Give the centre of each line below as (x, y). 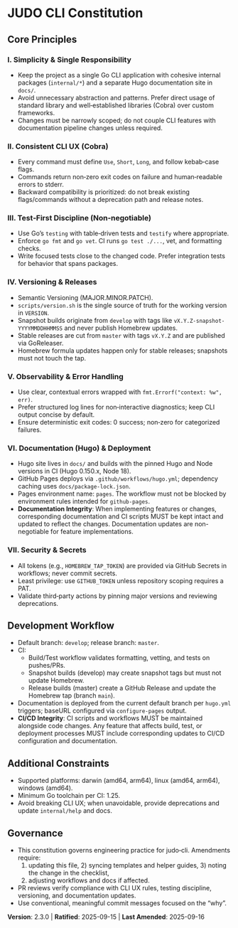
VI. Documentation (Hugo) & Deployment (79, 448)
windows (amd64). (45, 788)
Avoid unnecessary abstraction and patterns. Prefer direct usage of (116, 97)
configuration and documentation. (67, 741)
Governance (35, 833)
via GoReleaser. (40, 343)
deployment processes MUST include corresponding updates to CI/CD (121, 733)
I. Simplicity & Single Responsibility (69, 60)
